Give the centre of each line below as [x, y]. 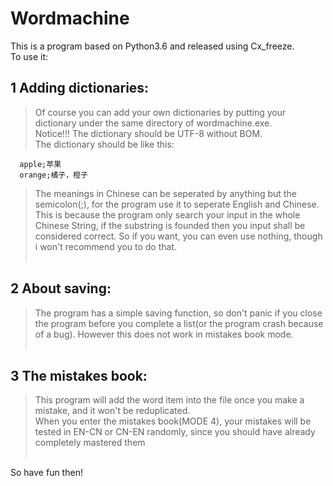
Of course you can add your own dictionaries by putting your [160, 112]
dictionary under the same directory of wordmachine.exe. [153, 123]
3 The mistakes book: [79, 375]
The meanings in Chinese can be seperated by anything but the [165, 193]
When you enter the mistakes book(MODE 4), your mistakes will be [173, 421]
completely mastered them [90, 443]
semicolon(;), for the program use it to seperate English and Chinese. [177, 204]
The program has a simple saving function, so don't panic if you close [178, 313]
